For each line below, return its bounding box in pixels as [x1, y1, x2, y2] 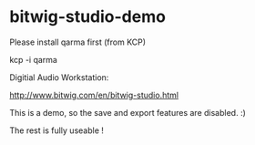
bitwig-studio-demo [9, 6, 167, 27]
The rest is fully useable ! [9, 125, 105, 136]
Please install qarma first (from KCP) [9, 36, 147, 47]
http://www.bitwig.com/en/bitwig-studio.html [9, 89, 179, 100]
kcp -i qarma [9, 54, 57, 65]
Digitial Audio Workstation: [9, 71, 109, 83]
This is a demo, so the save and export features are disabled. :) [9, 107, 246, 118]
